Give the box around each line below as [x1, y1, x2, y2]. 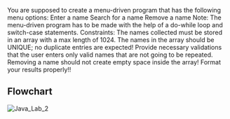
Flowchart [7, 85, 53, 97]
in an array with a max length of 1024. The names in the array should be [7, 36, 215, 44]
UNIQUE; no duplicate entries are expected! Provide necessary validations [7, 43, 222, 51]
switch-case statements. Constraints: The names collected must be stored [7, 28, 223, 36]
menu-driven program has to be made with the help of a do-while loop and [7, 21, 223, 29]
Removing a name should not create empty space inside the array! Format [7, 58, 222, 66]
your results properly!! [7, 66, 72, 73]
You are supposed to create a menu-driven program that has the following [7, 6, 222, 14]
